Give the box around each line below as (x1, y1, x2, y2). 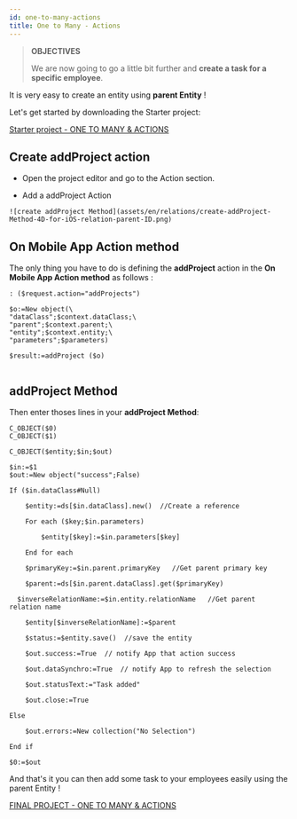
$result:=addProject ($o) (9, 351, 105, 360)
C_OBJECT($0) (9, 423, 58, 433)
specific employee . (30, 72, 104, 83)
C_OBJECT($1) (9, 431, 58, 440)
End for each (25, 547, 74, 557)
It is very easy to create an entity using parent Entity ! (9, 90, 207, 100)
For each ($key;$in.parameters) (25, 516, 145, 526)
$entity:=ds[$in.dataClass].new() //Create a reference (25, 501, 240, 510)
